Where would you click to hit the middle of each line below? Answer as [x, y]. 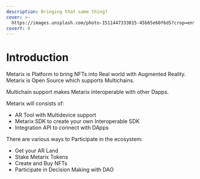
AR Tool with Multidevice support [55, 115]
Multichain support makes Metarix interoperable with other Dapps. [87, 92]
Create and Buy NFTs [41, 164]
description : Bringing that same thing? [57, 12]
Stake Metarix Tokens [41, 157]
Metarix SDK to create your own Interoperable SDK [77, 121]
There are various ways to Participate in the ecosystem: [74, 139]
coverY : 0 [18, 28]
